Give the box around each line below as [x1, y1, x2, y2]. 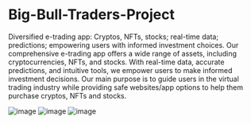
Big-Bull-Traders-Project [8, 6, 175, 24]
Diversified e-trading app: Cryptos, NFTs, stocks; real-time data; [8, 32, 219, 41]
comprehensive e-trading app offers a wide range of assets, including [8, 48, 237, 58]
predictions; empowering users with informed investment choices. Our [8, 40, 239, 49]
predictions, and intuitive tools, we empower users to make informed [8, 65, 233, 75]
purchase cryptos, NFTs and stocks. [8, 91, 127, 100]
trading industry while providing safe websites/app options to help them [8, 82, 244, 92]
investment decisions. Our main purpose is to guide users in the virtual [8, 74, 240, 83]
